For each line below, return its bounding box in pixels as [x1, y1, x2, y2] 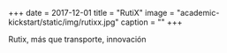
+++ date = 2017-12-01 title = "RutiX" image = [8, 8, 175, 18]
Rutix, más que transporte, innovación [8, 34, 147, 44]
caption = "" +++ [120, 17, 183, 27]
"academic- [176, 8, 220, 18]
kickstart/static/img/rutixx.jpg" [8, 17, 119, 27]
